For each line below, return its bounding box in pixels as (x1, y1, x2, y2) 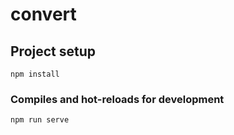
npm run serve (10, 115, 70, 125)
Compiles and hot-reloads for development (10, 92, 225, 106)
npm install (10, 69, 60, 79)
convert (10, 3, 77, 26)
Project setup (10, 43, 97, 60)
